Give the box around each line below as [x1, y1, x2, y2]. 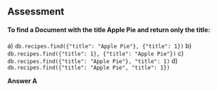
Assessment [7, 6, 65, 18]
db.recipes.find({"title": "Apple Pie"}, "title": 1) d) [7, 56, 178, 65]
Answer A [7, 76, 38, 85]
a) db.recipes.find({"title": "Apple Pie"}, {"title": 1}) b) [7, 41, 192, 50]
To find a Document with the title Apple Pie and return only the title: [7, 25, 211, 34]
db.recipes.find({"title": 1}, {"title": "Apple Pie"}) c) [7, 49, 184, 58]
